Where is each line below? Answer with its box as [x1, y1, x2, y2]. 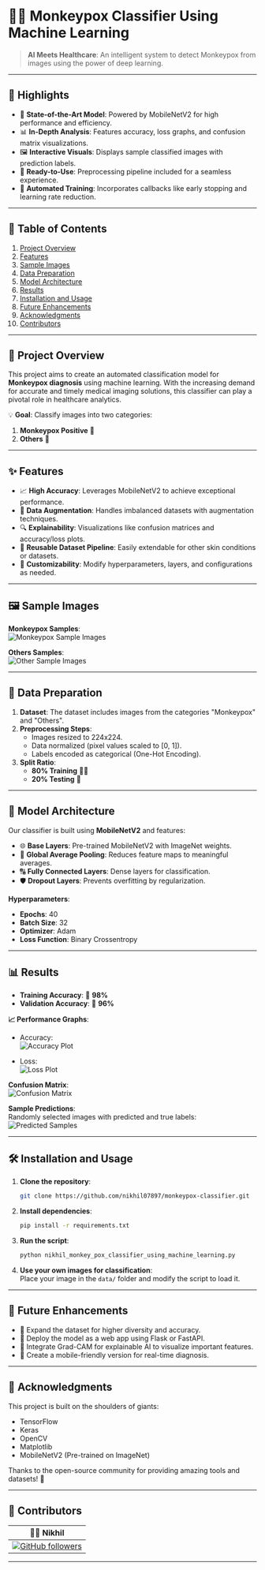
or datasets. [19, 551, 59, 561]
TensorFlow [19, 1416, 58, 1426]
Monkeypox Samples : [8, 624, 81, 634]
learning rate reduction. [19, 192, 96, 201]
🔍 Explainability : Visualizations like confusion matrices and [19, 523, 215, 533]
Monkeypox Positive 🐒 [19, 426, 95, 435]
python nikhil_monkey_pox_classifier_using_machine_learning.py [19, 1251, 236, 1259]
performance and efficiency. [19, 118, 113, 127]
